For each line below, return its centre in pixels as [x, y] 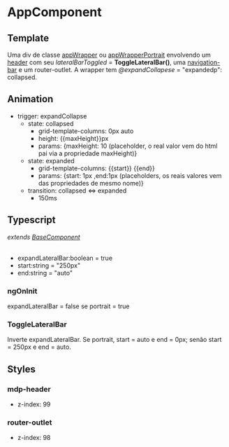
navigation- [204, 62]
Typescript [31, 220]
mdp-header [29, 389]
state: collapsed [51, 123]
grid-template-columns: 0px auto [86, 131]
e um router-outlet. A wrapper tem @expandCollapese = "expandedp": [120, 70]
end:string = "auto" [45, 273]
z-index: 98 [34, 438]
